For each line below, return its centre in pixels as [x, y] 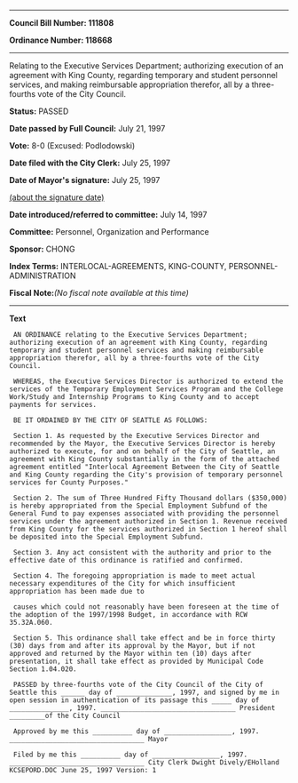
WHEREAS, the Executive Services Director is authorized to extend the [148, 381]
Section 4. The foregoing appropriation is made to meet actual [134, 576]
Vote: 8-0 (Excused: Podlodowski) [72, 146]
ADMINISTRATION [43, 276]
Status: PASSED [39, 111]
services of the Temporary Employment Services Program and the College [146, 389]
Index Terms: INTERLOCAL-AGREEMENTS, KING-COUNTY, [118, 266]
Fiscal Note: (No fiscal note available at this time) [99, 293]
